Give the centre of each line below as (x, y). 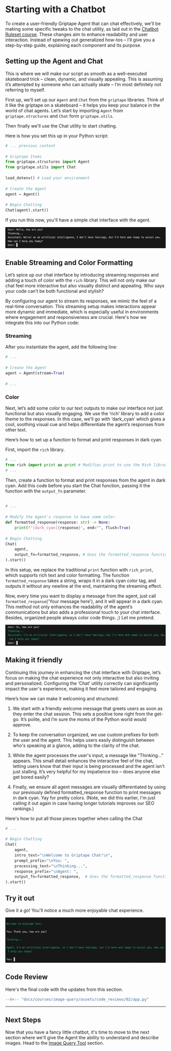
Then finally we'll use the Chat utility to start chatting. (61, 126)
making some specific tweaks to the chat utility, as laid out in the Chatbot (82, 29)
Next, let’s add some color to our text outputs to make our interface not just (84, 408)
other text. (16, 430)
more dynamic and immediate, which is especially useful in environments (82, 312)
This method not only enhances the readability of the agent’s (69, 607)
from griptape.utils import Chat (41, 167)
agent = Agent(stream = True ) (35, 373)
